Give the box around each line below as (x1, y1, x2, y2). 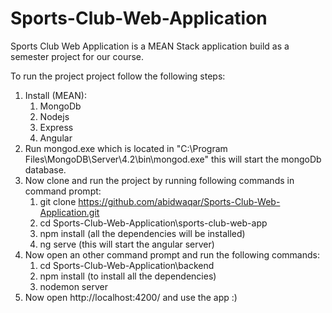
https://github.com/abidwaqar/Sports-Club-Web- (78, 195, 281, 207)
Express (39, 121, 74, 133)
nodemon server (39, 280, 108, 292)
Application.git (39, 206, 100, 218)
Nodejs (39, 110, 70, 122)
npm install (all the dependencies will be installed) (39, 227, 246, 239)
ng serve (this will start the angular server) (39, 238, 215, 250)
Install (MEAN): (24, 89, 87, 101)
